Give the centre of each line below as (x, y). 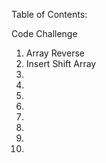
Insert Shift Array (61, 63)
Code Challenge (44, 33)
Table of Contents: (49, 14)
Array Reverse (55, 53)
